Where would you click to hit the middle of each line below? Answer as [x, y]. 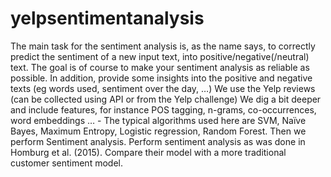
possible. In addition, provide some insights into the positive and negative [161, 78]
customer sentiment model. [66, 163]
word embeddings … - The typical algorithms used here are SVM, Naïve [158, 120]
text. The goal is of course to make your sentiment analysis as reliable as [160, 67]
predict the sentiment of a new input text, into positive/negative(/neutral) [160, 56]
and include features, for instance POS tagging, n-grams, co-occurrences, [163, 109]
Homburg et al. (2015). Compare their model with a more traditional [148, 152]
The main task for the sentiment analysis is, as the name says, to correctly [163, 46]
